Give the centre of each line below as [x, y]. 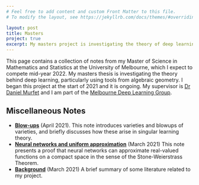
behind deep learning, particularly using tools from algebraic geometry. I [94, 80]
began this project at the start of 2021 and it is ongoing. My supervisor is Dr [98, 86]
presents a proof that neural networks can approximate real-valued [97, 150]
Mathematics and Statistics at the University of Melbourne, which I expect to [99, 67]
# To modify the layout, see [42, 17]
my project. [28, 176]
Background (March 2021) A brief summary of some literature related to [102, 169]
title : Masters [25, 33]
